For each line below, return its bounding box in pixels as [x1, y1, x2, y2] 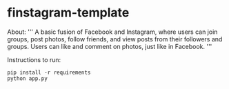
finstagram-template [7, 5, 130, 21]
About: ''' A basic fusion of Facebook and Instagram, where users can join [7, 28, 218, 36]
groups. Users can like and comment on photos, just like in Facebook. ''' [7, 42, 212, 50]
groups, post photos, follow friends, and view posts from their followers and [7, 34, 223, 43]
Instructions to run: [7, 55, 61, 63]
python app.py [7, 75, 48, 82]
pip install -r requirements [7, 69, 91, 76]
